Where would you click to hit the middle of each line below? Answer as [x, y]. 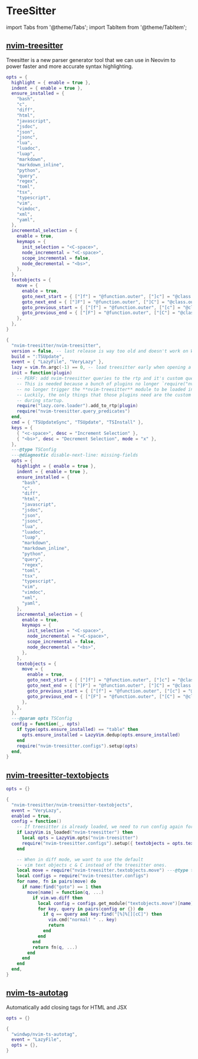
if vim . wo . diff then [57, 898]
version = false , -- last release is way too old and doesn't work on [100, 351]
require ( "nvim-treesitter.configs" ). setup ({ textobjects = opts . [103, 843]
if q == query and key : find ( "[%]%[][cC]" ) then [103, 914]
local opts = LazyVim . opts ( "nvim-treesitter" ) [80, 838]
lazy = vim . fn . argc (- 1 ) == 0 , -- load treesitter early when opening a [101, 368]
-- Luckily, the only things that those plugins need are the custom [104, 395]
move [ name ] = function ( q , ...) [66, 892]
